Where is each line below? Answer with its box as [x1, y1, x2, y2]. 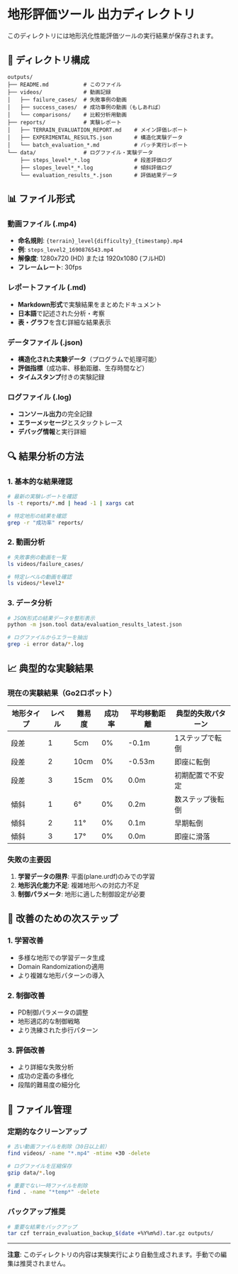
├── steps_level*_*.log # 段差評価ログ [20, 156, 173, 164]
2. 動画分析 [7, 537, 45, 547]
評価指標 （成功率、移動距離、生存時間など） [17, 364, 149, 373]
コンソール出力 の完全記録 [17, 409, 93, 418]
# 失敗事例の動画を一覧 [7, 554, 67, 561]
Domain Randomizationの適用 [17, 962, 104, 970]
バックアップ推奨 [7, 1206, 66, 1216]
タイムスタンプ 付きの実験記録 [17, 373, 105, 381]
